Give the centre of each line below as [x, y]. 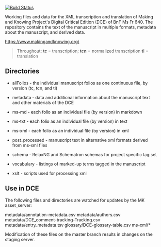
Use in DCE [22, 189]
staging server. [20, 239]
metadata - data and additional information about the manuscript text [81, 97]
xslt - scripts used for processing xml [49, 173]
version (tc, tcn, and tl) [35, 88]
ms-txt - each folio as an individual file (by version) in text [70, 121]
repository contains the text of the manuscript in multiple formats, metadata [80, 27]
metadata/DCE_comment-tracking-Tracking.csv [53, 219]
